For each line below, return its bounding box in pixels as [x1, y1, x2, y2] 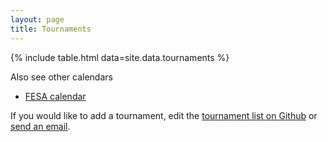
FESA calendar [24, 90, 87, 102]
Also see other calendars [10, 71, 113, 83]
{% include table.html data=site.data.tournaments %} [10, 51, 230, 63]
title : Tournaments [10, 24, 92, 34]
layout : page [10, 14, 65, 25]
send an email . [10, 120, 71, 132]
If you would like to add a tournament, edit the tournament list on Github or [10, 109, 318, 121]
